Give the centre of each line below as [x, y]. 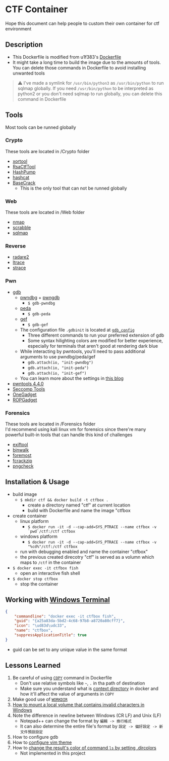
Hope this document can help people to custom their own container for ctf [82, 23]
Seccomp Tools [29, 389]
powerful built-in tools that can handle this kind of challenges [69, 435]
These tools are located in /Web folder [45, 212]
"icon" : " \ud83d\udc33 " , [40, 626]
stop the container [39, 584]
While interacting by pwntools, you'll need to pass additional [82, 351]
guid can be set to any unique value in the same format [70, 649]
